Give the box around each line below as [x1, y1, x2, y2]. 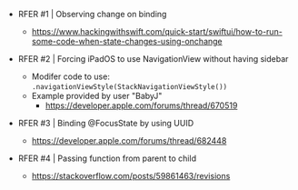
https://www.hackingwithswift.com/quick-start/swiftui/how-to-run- [31, 26, 283, 36]
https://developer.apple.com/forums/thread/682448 [31, 135, 227, 145]
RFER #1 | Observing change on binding [17, 9, 167, 19]
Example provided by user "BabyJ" [31, 91, 163, 101]
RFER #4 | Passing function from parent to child [17, 153, 197, 164]
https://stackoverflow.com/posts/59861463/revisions [31, 171, 231, 181]
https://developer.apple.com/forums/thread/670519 [45, 100, 238, 111]
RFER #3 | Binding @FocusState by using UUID [17, 118, 194, 128]
